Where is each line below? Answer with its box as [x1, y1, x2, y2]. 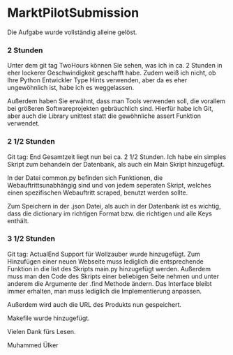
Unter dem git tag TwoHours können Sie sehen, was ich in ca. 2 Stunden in [7, 61, 223, 70]
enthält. [7, 216, 29, 225]
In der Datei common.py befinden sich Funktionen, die [7, 173, 163, 182]
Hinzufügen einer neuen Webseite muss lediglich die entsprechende [7, 257, 204, 266]
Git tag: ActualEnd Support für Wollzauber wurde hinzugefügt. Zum [7, 250, 201, 258]
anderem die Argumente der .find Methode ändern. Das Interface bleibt [7, 279, 212, 287]
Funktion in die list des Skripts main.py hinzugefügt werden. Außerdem [7, 264, 211, 273]
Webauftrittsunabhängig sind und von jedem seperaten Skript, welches [7, 181, 211, 189]
